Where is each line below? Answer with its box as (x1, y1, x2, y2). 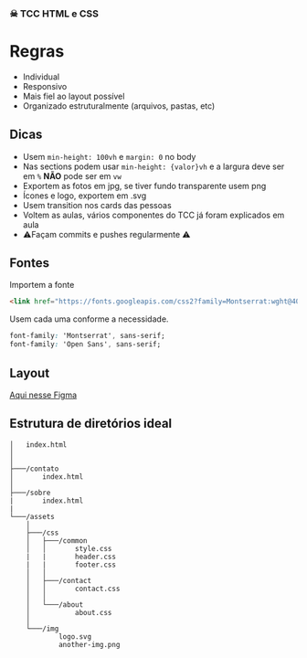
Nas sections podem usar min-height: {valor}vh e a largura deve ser (22, 161, 285, 172)
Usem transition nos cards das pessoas (22, 199, 172, 210)
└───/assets (9, 512, 55, 521)
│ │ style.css (26, 544, 112, 553)
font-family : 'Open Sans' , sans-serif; (9, 340, 162, 349)
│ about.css (26, 608, 112, 617)
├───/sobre (9, 488, 51, 497)
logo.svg (58, 631, 92, 642)
